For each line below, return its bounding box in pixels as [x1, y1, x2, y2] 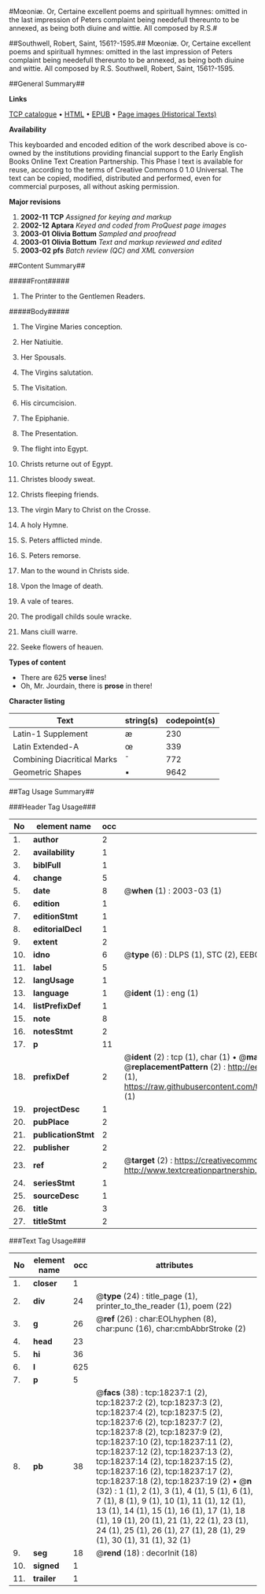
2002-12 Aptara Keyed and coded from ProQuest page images [20, 220, 226, 230]
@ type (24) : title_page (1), [96, 1291, 198, 1301]
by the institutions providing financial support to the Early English [32, 149, 244, 157]
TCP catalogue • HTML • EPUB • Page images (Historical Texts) [9, 109, 217, 119]
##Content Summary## [9, 261, 86, 270]
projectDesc [33, 1104, 80, 1115]
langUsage [33, 975, 75, 986]
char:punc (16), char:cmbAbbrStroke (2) [96, 1323, 246, 1333]
